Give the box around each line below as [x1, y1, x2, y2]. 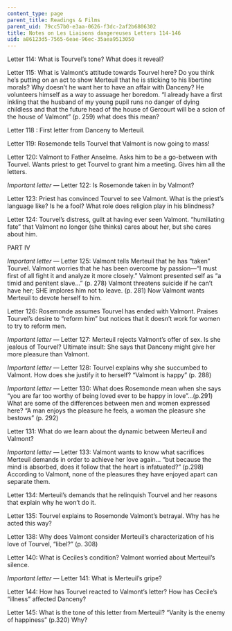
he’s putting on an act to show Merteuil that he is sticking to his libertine [7, 76, 212, 84]
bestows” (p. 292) [7, 414, 59, 422]
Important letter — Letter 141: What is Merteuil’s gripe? [7, 574, 162, 582]
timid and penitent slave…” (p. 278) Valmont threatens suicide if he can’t [7, 279, 213, 288]
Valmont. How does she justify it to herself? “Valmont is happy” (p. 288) [7, 371, 212, 379]
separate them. [7, 478, 51, 486]
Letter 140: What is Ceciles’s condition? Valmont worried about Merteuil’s [7, 553, 215, 562]
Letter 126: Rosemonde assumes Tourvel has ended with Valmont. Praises [7, 307, 218, 315]
